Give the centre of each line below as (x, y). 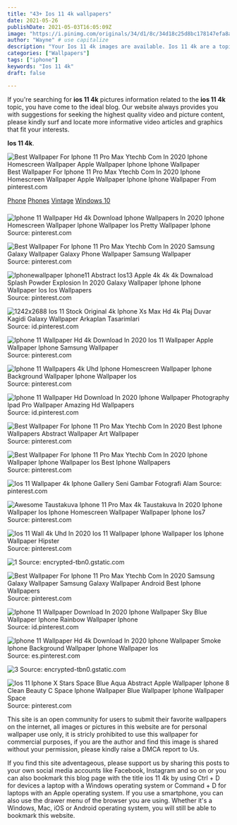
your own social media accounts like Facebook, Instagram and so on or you (117, 771)
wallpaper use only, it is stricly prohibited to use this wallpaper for (103, 735)
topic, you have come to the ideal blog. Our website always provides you (113, 107)
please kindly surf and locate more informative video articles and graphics (115, 121)
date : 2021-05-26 (33, 20)
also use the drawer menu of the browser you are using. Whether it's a (110, 801)
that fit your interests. (38, 129)
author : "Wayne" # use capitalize (58, 40)
